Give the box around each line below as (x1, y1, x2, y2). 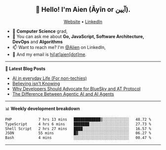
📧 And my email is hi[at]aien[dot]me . (12, 51, 87, 57)
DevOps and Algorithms (12, 39, 63, 45)
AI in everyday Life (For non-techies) (12, 75, 87, 81)
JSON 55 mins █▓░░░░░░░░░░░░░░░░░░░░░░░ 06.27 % (5, 131, 152, 136)
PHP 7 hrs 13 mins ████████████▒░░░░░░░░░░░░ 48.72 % (5, 117, 152, 122)
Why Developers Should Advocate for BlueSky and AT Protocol (12, 86, 141, 92)
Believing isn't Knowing (12, 80, 60, 86)
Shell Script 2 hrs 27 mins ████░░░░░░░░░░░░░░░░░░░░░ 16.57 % (5, 126, 152, 131)
